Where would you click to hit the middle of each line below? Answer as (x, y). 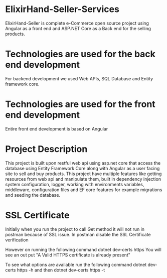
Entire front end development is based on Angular (57, 128)
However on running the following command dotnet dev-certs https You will (83, 249)
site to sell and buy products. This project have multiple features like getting (83, 174)
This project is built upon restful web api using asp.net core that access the (83, 163)
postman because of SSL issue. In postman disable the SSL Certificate (78, 234)
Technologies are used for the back (80, 54)
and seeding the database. (33, 195)
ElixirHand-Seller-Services (62, 9)
